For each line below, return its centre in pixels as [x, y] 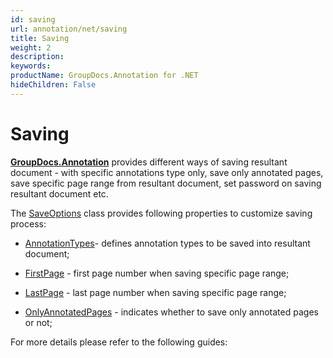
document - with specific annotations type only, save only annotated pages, [167, 172]
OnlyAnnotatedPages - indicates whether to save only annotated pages [171, 312]
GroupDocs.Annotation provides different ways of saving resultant [149, 162]
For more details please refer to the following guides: [119, 342]
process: [28, 223]
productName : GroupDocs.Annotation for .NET [104, 76]
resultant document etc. [59, 193]
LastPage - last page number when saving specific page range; [155, 292]
